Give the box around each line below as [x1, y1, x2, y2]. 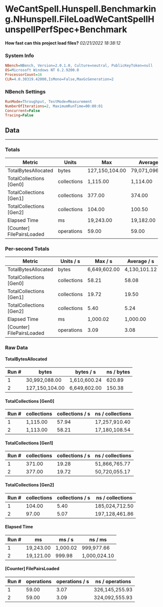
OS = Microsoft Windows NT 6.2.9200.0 [5, 68, 79, 73]
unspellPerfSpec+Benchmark [5, 24, 128, 35]
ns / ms [89, 536, 107, 543]
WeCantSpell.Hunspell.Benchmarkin [5, 3, 156, 15]
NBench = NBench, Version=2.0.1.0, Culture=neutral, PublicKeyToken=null [5, 63, 153, 68]
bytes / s [75, 369, 96, 376]
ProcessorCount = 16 [5, 72, 42, 77]
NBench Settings [5, 88, 46, 95]
